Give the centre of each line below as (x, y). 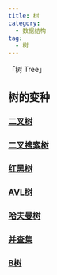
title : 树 (24, 16)
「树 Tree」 (27, 70)
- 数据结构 (31, 30)
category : (25, 23)
